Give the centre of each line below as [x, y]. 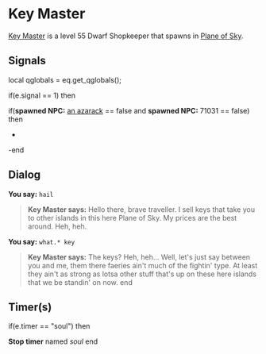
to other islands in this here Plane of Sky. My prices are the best [132, 217]
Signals [27, 61]
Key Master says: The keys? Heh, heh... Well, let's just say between [139, 257]
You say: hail [31, 194]
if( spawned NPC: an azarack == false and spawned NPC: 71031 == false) [129, 110]
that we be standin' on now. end [80, 282]
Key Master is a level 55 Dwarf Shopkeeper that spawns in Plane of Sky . [126, 36]
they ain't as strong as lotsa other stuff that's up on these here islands [142, 274]
